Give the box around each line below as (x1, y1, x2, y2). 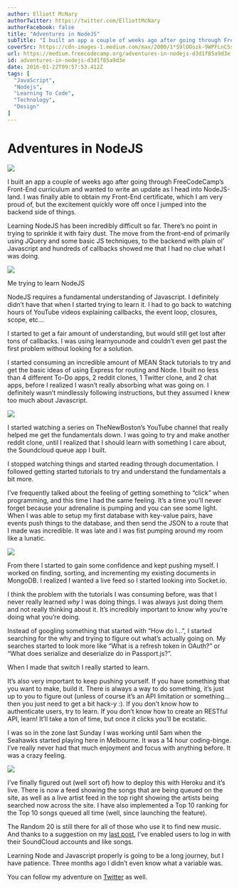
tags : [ (7, 70, 31, 77)
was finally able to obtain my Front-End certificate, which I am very (26, 192, 223, 201)
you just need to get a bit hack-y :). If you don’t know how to (22, 699, 199, 708)
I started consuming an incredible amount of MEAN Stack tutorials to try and (7, 357, 231, 367)
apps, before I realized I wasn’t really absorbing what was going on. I (7, 380, 209, 389)
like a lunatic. (7, 533, 46, 542)
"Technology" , (14, 97, 55, 104)
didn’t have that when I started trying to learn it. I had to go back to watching (7, 300, 232, 308)
